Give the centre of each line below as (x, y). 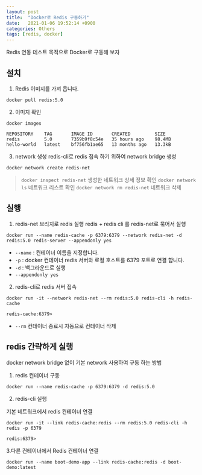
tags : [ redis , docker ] (35, 34)
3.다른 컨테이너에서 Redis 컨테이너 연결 (52, 450)
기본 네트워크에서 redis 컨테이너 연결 (49, 411)
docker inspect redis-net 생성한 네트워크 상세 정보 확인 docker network (108, 180)
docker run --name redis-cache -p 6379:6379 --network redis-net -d (94, 235)
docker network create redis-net (48, 168)
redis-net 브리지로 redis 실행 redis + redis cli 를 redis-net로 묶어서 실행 (100, 224)
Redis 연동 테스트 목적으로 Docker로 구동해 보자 (63, 52)
